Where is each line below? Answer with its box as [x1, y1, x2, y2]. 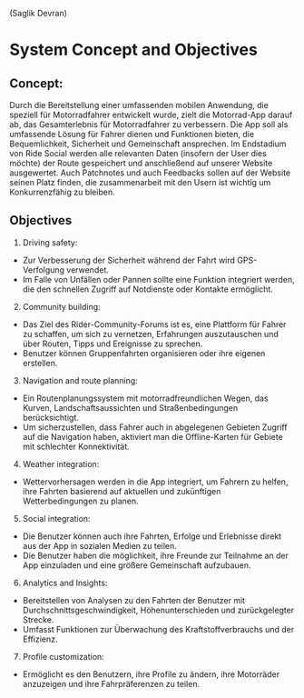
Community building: [22, 301, 102, 312]
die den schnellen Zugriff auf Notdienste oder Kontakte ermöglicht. [22, 284, 274, 294]
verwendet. [66, 264, 109, 275]
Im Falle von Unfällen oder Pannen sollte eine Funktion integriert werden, [22, 274, 295, 284]
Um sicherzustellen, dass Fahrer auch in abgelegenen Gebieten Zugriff [22, 422, 288, 433]
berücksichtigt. [22, 412, 79, 423]
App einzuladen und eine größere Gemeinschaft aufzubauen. [22, 559, 251, 571]
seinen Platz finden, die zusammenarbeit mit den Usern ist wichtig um [9, 177, 271, 187]
